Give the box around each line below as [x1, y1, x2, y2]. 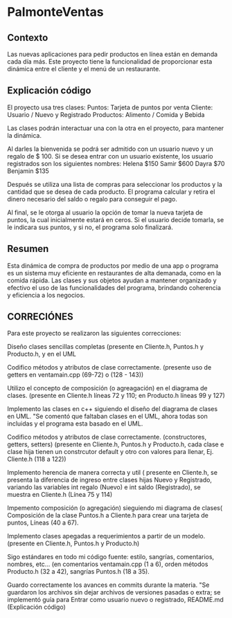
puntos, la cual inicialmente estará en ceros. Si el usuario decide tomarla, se [7, 215, 224, 224]
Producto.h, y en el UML [7, 350, 76, 358]
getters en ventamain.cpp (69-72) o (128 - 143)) [7, 371, 144, 379]
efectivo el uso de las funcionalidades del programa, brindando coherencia [7, 283, 222, 291]
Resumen [7, 243, 49, 255]
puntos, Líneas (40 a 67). [7, 518, 79, 527]
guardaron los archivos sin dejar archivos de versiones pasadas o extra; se [7, 588, 221, 597]
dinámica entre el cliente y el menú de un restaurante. [7, 65, 161, 73]
